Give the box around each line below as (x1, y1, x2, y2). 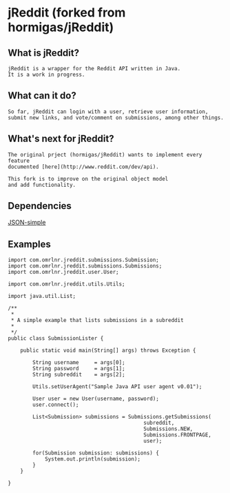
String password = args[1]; (32, 365, 126, 372)
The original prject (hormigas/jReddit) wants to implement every (8, 151, 202, 158)
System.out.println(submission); (44, 456, 140, 463)
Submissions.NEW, (143, 425, 194, 432)
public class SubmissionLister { (8, 335, 104, 342)
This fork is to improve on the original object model (8, 175, 169, 182)
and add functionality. (8, 181, 76, 188)
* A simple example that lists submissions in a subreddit (10, 317, 185, 324)
